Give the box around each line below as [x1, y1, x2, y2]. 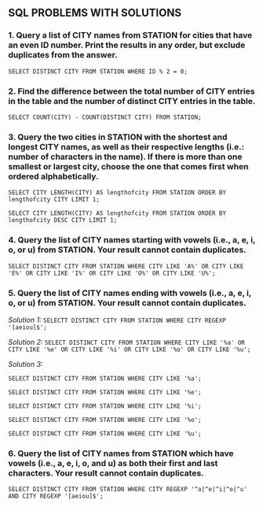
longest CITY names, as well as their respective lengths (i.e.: [8, 141, 245, 152]
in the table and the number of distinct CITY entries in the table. [8, 95, 256, 106]
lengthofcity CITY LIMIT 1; [8, 196, 100, 204]
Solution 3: [8, 359, 43, 368]
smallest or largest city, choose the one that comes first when [8, 161, 249, 172]
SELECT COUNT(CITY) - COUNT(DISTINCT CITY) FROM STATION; [8, 113, 202, 121]
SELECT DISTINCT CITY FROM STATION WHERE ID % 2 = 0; [8, 67, 188, 76]
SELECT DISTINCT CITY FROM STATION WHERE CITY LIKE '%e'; [8, 388, 202, 396]
